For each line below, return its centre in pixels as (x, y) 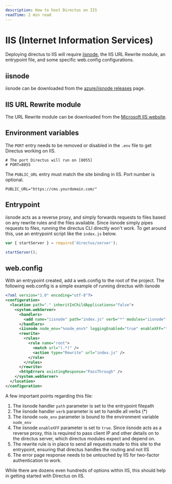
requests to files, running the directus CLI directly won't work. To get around (86, 228)
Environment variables (42, 133)
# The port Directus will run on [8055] (49, 160)
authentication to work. (37, 460)
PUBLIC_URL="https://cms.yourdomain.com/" (51, 189)
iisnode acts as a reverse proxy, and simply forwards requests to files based (85, 217)
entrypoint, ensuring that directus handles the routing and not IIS (81, 449)
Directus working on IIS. (30, 151)
